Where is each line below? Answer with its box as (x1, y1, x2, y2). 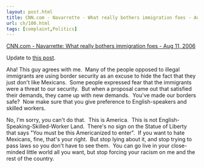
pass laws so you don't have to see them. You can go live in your (6, 142, 170, 149)
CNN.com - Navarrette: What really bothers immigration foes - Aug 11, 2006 (6, 42, 196, 50)
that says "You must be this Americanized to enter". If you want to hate (6, 129, 185, 136)
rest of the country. (6, 155, 55, 163)
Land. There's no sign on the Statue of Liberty (70, 123, 187, 130)
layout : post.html (6, 8, 53, 15)
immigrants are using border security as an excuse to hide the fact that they (6, 72, 196, 79)
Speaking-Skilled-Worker (6, 123, 70, 130)
